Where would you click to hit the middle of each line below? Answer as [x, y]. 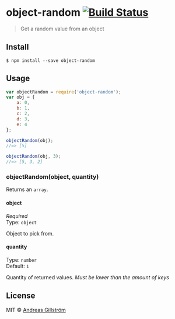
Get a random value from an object [62, 29]
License [21, 296]
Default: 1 [17, 266]
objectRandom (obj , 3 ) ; [34, 157]
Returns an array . [27, 189]
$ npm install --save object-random [50, 60]
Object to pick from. [30, 233]
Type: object [21, 222]
